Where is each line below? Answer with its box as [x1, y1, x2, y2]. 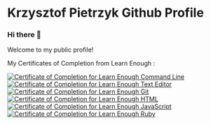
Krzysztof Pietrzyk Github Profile [7, 5, 205, 21]
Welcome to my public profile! [7, 45, 94, 54]
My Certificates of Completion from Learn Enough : [7, 59, 156, 68]
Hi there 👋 [7, 30, 42, 40]
